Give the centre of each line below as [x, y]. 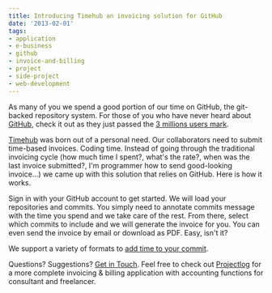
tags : [17, 31]
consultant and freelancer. [52, 281]
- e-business [30, 46]
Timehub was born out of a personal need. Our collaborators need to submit [136, 139]
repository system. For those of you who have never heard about [143, 115]
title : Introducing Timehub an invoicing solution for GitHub [115, 16]
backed [21, 115]
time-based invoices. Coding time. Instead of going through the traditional [132, 148]
